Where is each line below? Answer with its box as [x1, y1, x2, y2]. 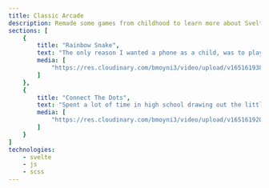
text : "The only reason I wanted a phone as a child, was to [37, 49, 246, 57]
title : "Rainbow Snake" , [37, 42, 120, 50]
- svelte [22, 153, 52, 161]
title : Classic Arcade [8, 11, 84, 20]
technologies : [8, 146, 56, 154]
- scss [22, 168, 45, 176]
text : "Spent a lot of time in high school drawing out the [37, 101, 242, 109]
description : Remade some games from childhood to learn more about [8, 19, 242, 27]
